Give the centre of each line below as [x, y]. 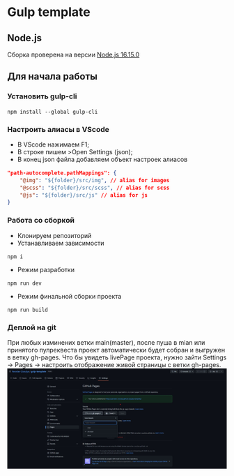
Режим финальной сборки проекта [69, 296]
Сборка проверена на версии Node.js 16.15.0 [73, 54]
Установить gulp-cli [42, 96]
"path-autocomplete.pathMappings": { [62, 173]
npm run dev [24, 283]
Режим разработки [46, 269]
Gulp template [49, 12]
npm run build [28, 310]
